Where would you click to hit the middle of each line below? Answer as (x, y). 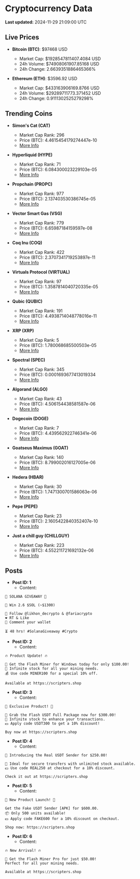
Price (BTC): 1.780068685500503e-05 (58, 345)
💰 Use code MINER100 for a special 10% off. (52, 674)
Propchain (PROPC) (32, 184)
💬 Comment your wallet (28, 622)
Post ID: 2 (22, 642)
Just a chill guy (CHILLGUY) (41, 536)
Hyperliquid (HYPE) (32, 155)
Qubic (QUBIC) (27, 301)
